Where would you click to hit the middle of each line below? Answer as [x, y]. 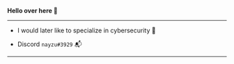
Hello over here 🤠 [32, 11]
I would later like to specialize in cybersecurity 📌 [86, 30]
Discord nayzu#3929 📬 [49, 44]
